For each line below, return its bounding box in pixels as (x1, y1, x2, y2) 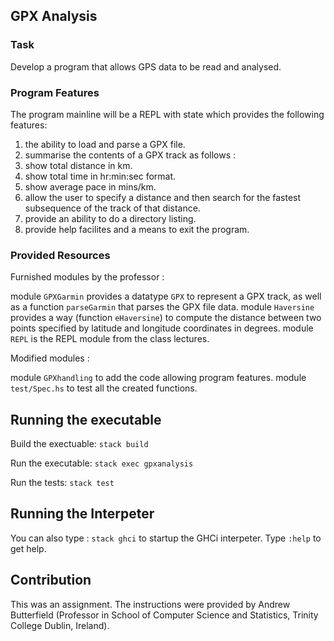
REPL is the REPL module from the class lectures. (10, 333, 210, 345)
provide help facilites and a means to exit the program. (24, 223, 250, 235)
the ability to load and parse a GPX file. (24, 138, 186, 150)
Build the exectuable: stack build (10, 438, 149, 450)
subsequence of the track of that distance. (24, 202, 201, 214)
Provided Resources (10, 248, 111, 262)
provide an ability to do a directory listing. (24, 212, 197, 224)
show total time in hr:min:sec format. (24, 170, 177, 182)
